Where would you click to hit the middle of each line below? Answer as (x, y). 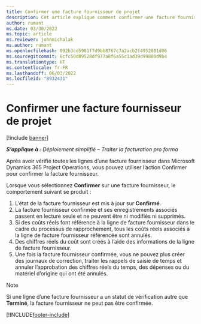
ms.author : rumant (29, 46)
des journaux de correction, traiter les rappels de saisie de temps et (98, 261)
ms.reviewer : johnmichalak (40, 40)
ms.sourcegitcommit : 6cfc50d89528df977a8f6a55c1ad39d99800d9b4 (87, 56)
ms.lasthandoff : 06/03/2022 (41, 73)
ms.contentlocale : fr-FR (37, 67)
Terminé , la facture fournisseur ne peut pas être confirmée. (80, 303)
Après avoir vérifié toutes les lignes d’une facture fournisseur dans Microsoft (101, 161)
